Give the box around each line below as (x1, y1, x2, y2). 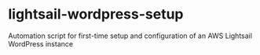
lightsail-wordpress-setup (8, 5, 184, 23)
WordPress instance (8, 39, 73, 48)
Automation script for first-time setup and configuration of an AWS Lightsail (8, 31, 253, 40)
